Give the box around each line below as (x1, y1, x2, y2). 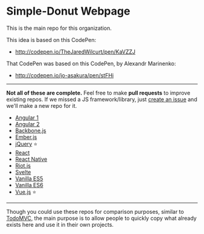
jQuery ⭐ (15, 140, 38, 147)
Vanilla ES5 (15, 175, 44, 182)
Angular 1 (15, 114, 39, 121)
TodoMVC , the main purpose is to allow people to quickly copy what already (6, 214, 197, 222)
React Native (15, 155, 47, 163)
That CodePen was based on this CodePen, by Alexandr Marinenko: (6, 60, 176, 67)
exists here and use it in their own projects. (6, 221, 114, 228)
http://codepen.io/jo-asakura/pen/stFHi (15, 71, 114, 79)
